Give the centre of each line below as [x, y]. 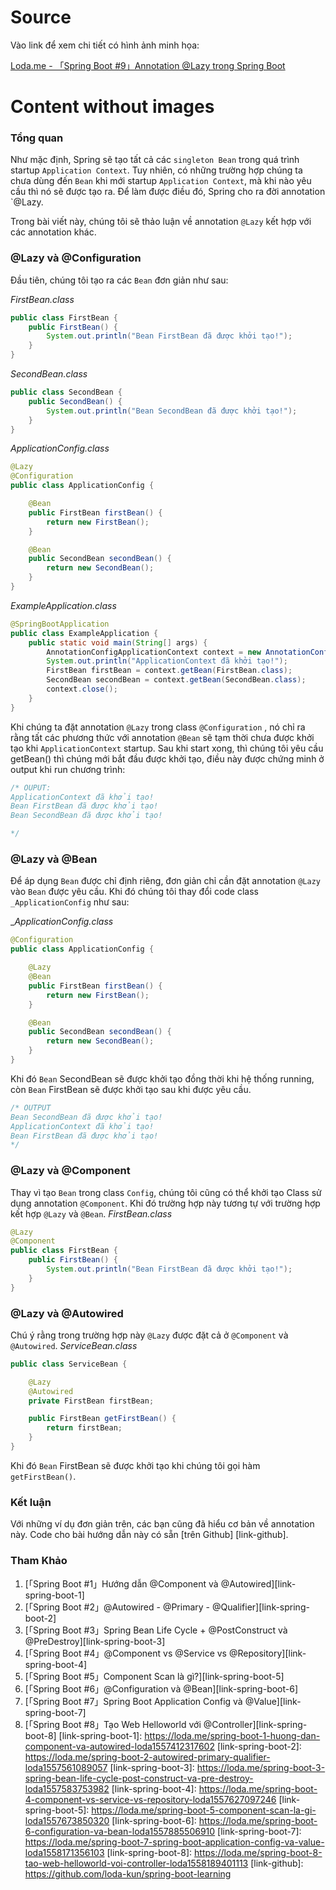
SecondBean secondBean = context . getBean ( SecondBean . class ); [176, 680]
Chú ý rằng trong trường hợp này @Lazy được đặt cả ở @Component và [149, 1335]
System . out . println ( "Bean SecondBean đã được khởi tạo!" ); [172, 411]
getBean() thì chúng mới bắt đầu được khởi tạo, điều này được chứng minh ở [167, 758]
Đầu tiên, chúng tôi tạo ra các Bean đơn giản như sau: [119, 280]
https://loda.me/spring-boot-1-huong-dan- [232, 1735]
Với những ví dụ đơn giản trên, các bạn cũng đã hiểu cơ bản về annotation [162, 1524]
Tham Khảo [39, 1561]
